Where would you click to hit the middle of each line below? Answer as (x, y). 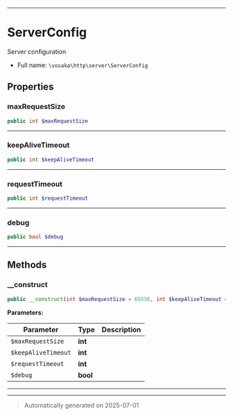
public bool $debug (35, 237)
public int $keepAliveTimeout (51, 159)
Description (121, 329)
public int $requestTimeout (48, 198)
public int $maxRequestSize (48, 121)
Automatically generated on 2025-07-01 (81, 405)
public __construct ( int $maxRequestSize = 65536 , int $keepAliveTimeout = (118, 299)
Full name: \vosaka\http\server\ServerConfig (83, 65)
